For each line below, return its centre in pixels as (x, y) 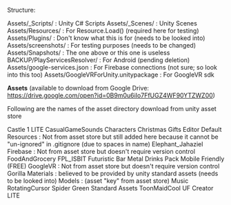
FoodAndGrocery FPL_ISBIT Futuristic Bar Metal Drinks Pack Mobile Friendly (116, 159)
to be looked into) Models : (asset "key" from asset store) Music (98, 181)
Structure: (21, 10)
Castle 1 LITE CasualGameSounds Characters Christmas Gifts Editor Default (114, 129)
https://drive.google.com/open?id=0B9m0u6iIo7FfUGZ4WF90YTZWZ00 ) (111, 95)
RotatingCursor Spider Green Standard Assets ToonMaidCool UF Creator (110, 188)
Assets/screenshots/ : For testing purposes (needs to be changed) (102, 45)
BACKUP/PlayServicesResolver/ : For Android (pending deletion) (99, 60)
